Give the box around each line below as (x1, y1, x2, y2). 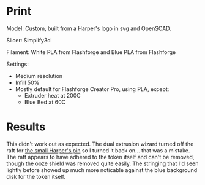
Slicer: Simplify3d (6, 36, 51, 44)
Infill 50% (15, 79, 40, 86)
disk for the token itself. (6, 173, 66, 180)
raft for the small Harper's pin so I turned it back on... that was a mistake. (6, 146, 190, 154)
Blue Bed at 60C (24, 98, 66, 106)
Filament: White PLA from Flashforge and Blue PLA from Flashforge (6, 48, 176, 56)
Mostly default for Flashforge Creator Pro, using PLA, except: (15, 85, 170, 93)
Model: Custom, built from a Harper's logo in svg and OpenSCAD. (6, 25, 171, 32)
